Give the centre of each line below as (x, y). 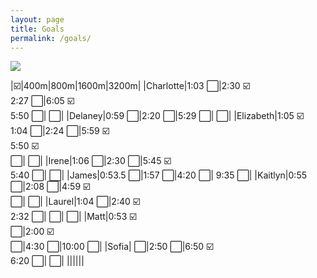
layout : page (37, 19)
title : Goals (37, 29)
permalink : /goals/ (51, 38)
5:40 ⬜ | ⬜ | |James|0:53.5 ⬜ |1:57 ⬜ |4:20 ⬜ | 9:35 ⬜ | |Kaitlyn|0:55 (158, 175)
